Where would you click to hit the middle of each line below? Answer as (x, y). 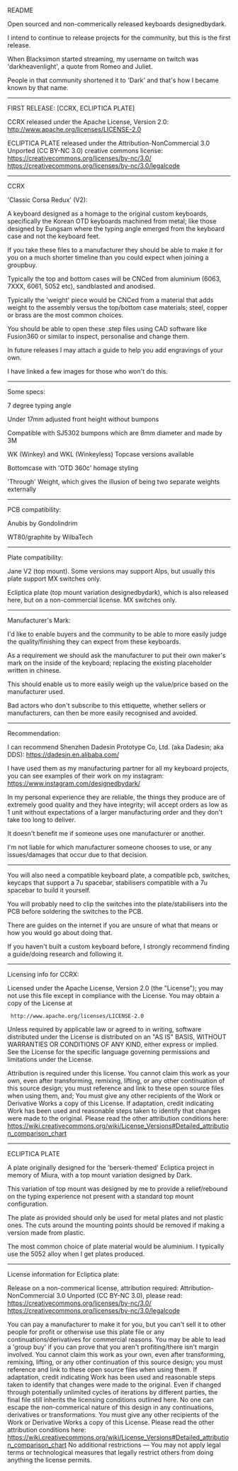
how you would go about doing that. (60, 933)
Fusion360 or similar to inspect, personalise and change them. (98, 336)
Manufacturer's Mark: (39, 620)
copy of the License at (40, 1003)
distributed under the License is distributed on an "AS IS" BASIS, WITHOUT (117, 1037)
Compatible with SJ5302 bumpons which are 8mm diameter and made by (115, 433)
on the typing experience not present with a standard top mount (101, 1196)
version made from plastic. (46, 1232)
